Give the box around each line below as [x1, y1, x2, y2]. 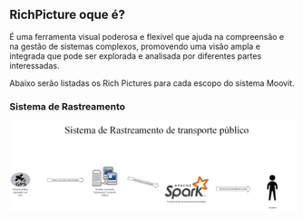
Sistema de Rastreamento [9, 100, 125, 112]
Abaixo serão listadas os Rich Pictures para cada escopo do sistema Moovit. [9, 77, 295, 89]
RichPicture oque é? [9, 7, 125, 23]
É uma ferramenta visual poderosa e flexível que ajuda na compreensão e [9, 31, 284, 42]
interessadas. [9, 60, 60, 71]
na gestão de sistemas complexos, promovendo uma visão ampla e [9, 41, 261, 52]
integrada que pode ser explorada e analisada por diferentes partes [9, 50, 262, 62]
